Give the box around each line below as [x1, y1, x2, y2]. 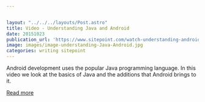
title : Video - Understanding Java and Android [6, 25, 130, 31]
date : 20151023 [6, 31, 45, 37]
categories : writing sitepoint [6, 48, 86, 54]
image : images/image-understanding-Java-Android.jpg [6, 42, 143, 49]
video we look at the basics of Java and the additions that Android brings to [6, 71, 196, 78]
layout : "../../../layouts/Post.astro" [6, 19, 108, 25]
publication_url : [6, 36, 51, 42]
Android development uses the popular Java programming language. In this [6, 64, 196, 72]
